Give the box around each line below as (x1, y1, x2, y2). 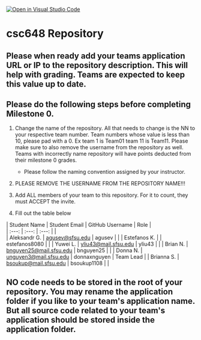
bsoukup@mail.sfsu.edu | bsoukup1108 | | (6, 259, 109, 267)
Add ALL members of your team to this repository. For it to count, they (14, 191, 188, 199)
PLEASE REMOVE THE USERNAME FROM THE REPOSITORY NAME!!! (14, 180, 186, 187)
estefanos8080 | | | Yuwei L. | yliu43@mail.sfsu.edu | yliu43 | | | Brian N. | (6, 241, 188, 248)
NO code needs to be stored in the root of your (6, 277, 183, 287)
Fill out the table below (14, 209, 71, 217)
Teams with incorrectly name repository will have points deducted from (14, 150, 191, 158)
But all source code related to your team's (6, 305, 166, 315)
